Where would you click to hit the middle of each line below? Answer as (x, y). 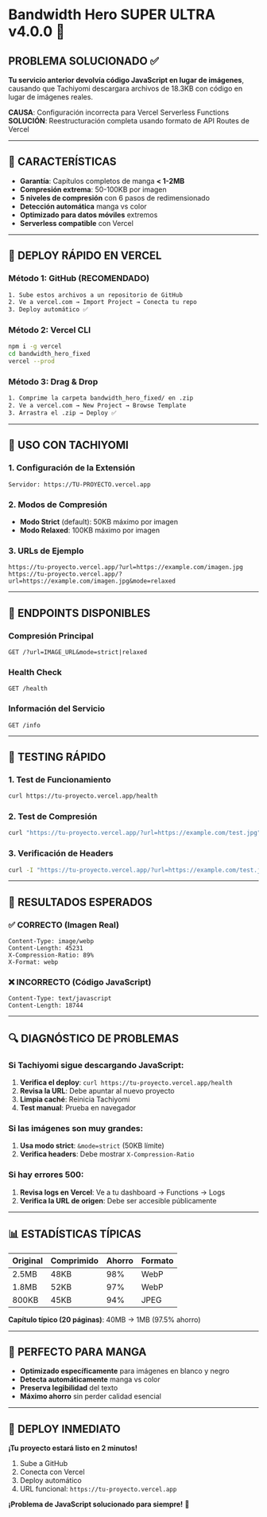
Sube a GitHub (44, 1464)
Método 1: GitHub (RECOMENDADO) (79, 279)
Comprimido (75, 1261)
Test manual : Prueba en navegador (78, 1108)
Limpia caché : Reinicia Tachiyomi (75, 1099)
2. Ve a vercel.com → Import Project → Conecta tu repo (103, 302)
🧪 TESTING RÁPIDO (57, 757)
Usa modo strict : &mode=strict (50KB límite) (92, 1146)
